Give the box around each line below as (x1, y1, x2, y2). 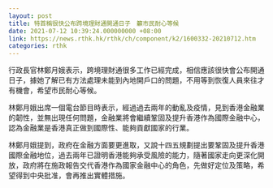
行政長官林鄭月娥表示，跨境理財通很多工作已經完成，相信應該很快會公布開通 (8, 66, 265, 75)
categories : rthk (8, 42, 67, 50)
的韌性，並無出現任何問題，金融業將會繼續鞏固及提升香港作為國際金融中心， (8, 113, 265, 122)
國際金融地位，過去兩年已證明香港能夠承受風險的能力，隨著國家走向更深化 (8, 151, 258, 160)
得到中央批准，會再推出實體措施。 (15, 171, 130, 181)
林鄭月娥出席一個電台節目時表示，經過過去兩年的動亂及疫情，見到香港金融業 (8, 103, 265, 113)
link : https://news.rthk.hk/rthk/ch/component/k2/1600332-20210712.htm (8, 34, 256, 43)
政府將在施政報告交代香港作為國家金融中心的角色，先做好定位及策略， (22, 160, 258, 170)
